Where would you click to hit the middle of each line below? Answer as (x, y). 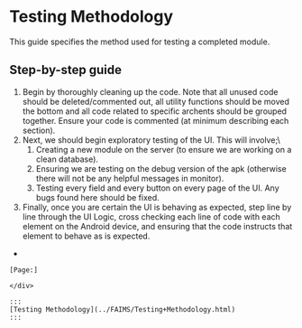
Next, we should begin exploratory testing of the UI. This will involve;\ (151, 140)
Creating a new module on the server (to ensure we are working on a (164, 149)
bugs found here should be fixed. (97, 197)
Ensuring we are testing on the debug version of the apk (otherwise (161, 168)
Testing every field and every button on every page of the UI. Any (157, 188)
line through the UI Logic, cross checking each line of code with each (151, 216)
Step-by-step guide (66, 70)
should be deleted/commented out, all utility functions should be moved (156, 101)
